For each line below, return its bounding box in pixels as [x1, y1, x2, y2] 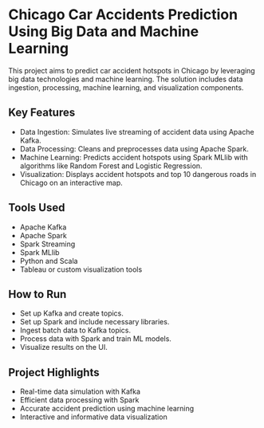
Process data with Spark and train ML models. [19, 334, 171, 344]
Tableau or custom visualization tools [19, 265, 143, 274]
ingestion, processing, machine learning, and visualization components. [8, 82, 244, 92]
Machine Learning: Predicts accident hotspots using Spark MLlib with [19, 152, 249, 162]
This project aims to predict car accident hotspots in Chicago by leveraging [8, 65, 255, 75]
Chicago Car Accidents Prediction [8, 6, 238, 24]
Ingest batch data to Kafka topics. [19, 325, 132, 336]
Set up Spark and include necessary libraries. [19, 317, 170, 327]
